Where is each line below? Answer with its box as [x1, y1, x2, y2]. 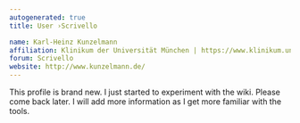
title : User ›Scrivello [9, 21, 98, 30]
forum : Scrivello [9, 54, 74, 63]
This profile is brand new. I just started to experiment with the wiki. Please [9, 86, 281, 97]
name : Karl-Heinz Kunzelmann [9, 37, 118, 46]
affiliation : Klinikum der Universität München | [9, 45, 198, 54]
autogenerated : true [9, 12, 87, 22]
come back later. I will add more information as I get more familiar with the [9, 96, 282, 107]
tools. [9, 106, 30, 116]
